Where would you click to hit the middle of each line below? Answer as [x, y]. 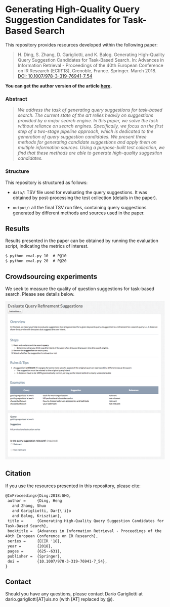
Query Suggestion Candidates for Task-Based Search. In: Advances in [91, 60]
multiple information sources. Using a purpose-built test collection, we [91, 148]
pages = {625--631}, [35, 551]
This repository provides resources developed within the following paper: [81, 44]
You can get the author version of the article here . [59, 86]
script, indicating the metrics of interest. [47, 246]
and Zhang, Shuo [29, 506]
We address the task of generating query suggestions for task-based [90, 110]
